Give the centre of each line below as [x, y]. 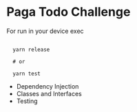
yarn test [27, 74]
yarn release [31, 49]
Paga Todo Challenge [68, 12]
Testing [27, 101]
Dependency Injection [48, 86]
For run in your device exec [45, 31]
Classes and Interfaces [49, 93]
